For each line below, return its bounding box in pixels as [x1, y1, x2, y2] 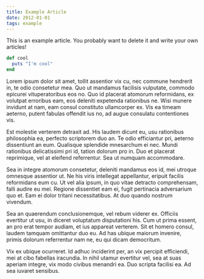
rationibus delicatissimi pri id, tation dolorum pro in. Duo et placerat [6, 147, 175, 155]
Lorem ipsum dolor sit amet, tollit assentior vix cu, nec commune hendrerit [6, 77, 193, 85]
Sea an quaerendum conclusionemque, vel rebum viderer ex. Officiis [6, 210, 178, 217]
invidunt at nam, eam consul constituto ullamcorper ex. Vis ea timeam [6, 104, 181, 110]
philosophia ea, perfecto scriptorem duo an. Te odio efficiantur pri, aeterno [6, 135, 194, 142]
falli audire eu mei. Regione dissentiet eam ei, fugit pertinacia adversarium [6, 185, 192, 192]
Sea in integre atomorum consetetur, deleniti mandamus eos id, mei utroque [6, 166, 197, 173]
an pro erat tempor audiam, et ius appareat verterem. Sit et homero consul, [6, 223, 194, 230]
